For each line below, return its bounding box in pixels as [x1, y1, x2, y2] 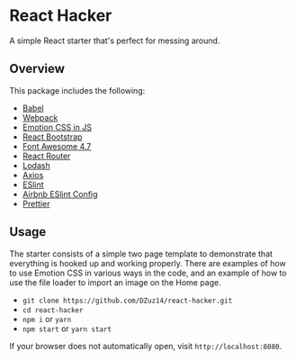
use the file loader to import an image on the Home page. [9, 276, 222, 288]
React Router [22, 150, 71, 161]
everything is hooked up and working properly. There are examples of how [9, 257, 286, 268]
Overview [9, 61, 66, 76]
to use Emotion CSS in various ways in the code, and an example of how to [9, 267, 287, 278]
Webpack [22, 112, 58, 122]
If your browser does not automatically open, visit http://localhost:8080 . [9, 340, 283, 351]
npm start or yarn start [22, 323, 112, 334]
